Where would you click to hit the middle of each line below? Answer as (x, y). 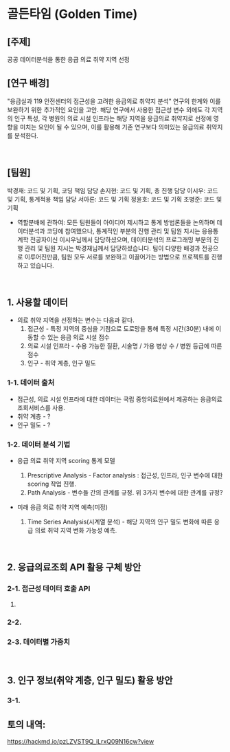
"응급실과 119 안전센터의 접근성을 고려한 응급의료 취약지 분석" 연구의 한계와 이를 (114, 101)
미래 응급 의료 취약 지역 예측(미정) (62, 507)
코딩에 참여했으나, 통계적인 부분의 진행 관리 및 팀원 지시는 (124, 230)
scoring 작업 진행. (52, 484)
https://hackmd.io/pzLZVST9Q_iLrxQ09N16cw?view (81, 742)
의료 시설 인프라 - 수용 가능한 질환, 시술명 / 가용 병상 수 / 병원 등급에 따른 (125, 346)
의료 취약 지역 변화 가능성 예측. (76, 530)
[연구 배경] (28, 83)
